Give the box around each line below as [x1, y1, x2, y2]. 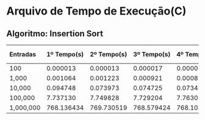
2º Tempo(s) [89, 50, 128, 58]
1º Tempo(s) [46, 50, 84, 58]
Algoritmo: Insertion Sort [6, 28, 104, 39]
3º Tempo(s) [133, 50, 171, 58]
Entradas [9, 50, 37, 58]
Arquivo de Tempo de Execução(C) [6, 4, 187, 18]
